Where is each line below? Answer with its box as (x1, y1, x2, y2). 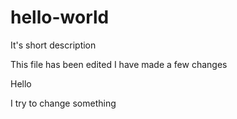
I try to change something (10, 97, 117, 109)
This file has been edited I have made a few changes (10, 58, 228, 70)
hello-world (10, 6, 110, 29)
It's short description (10, 39, 97, 51)
